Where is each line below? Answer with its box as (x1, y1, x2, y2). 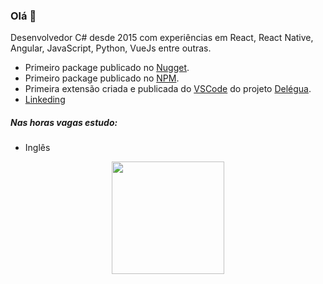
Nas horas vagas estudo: (10, 116, 118, 128)
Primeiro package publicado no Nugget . (24, 62, 190, 74)
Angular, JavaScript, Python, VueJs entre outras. (10, 42, 212, 54)
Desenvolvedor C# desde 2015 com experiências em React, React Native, (10, 32, 314, 44)
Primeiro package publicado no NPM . (24, 72, 180, 84)
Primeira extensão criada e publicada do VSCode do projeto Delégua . (24, 83, 312, 95)
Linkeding (24, 94, 66, 106)
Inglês (24, 142, 51, 154)
